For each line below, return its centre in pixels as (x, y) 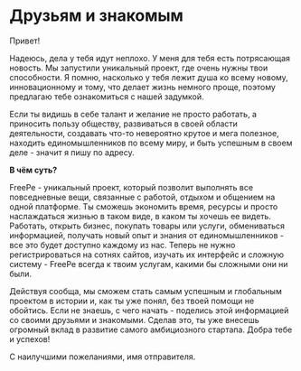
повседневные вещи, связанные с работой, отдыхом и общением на (142, 197)
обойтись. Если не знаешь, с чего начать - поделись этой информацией (149, 310)
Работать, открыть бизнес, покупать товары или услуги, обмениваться (147, 226)
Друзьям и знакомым (96, 16)
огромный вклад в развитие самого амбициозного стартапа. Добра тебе (151, 329)
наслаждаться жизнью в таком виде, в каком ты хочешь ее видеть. (140, 216)
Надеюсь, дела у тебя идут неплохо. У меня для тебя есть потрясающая (150, 58)
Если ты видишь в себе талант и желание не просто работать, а (133, 114)
